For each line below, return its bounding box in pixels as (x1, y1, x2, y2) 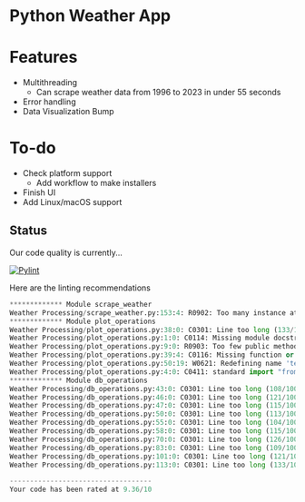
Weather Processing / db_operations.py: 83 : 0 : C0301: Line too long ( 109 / (9, 443, 286, 452)
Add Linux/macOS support (22, 197, 123, 208)
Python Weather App (9, 5, 172, 26)
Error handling (22, 96, 76, 107)
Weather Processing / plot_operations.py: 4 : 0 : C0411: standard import (9, 367, 274, 377)
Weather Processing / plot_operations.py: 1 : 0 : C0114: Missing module (9, 333, 271, 343)
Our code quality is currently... (9, 247, 123, 258)
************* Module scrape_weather (9, 300, 152, 309)
